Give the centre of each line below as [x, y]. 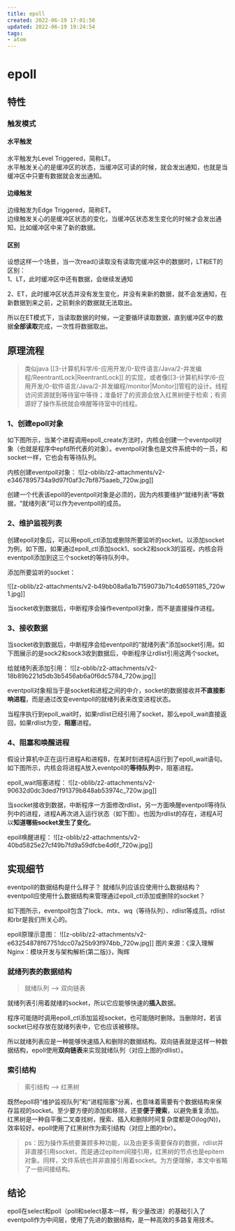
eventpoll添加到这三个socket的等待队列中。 [70, 557]
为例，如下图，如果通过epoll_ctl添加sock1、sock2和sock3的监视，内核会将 [115, 548]
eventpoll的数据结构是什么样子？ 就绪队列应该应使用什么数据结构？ [104, 887]
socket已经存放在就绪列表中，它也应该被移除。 [75, 1027]
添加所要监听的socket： [41, 572]
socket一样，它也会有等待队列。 [54, 457]
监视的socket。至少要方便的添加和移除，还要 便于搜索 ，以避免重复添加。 [117, 1110]
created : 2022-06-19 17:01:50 [51, 20]
